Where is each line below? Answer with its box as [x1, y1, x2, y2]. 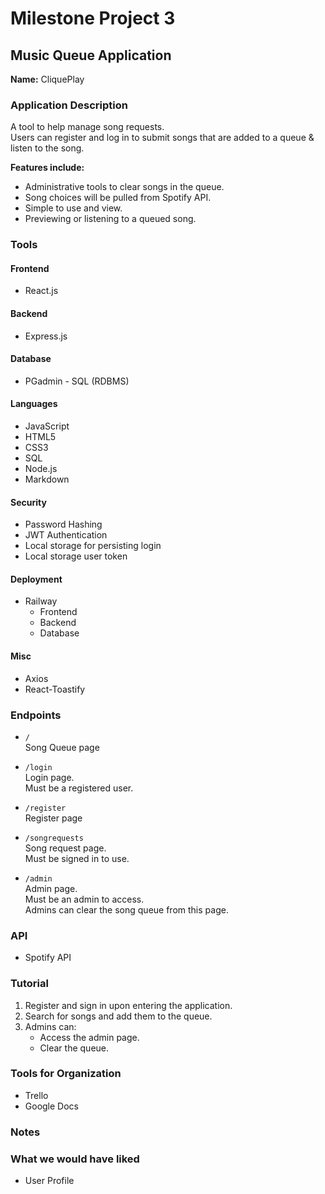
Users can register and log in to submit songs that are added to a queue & [10, 132, 315, 144]
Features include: [10, 162, 85, 174]
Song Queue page [24, 741, 100, 753]
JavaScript [24, 420, 70, 432]
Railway [24, 595, 58, 607]
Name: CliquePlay [10, 73, 85, 85]
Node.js [24, 463, 58, 475]
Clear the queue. [39, 1042, 110, 1054]
